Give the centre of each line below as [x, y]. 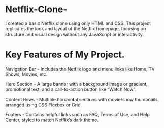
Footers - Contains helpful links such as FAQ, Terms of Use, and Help [77, 114]
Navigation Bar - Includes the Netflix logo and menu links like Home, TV [80, 69]
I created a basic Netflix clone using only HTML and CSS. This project [78, 23]
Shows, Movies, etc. [26, 74]
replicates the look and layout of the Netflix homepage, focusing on [76, 28]
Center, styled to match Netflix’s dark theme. [52, 120]
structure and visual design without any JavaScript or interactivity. [74, 34]
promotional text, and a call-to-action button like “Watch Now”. [71, 89]
